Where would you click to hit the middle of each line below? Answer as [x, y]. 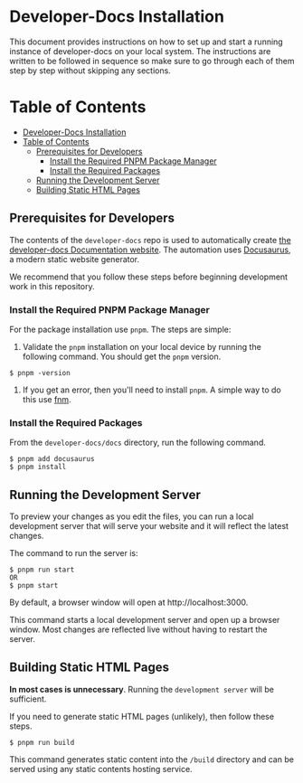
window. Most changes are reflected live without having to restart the [138, 629]
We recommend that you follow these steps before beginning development [148, 277]
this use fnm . [47, 399]
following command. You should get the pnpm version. [122, 356]
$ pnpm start [34, 586]
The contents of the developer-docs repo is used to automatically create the [150, 240]
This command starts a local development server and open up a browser [145, 620]
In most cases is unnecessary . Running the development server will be [142, 689]
